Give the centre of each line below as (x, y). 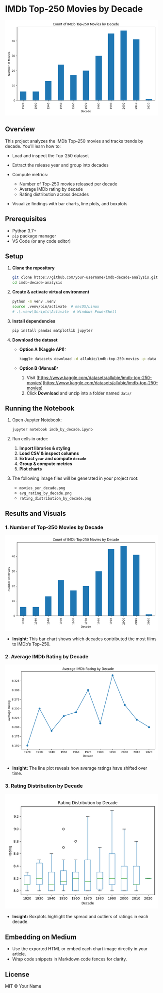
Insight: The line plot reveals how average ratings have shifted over (80, 768)
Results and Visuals (36, 514)
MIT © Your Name (23, 986)
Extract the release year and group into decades (60, 165)
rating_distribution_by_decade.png (55, 499)
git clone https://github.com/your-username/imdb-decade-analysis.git (85, 278)
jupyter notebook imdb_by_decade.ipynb (52, 430)
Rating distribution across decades (54, 194)
